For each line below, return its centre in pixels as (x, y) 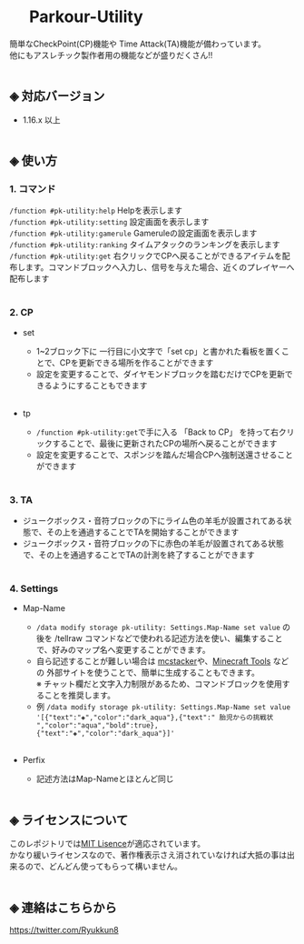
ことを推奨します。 (80, 696)
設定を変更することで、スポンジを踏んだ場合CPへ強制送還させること (164, 455)
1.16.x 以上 (41, 120)
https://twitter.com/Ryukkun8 (64, 929)
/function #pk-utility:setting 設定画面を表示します (109, 222)
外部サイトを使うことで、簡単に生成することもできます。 (153, 673)
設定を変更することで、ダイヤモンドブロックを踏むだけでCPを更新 (161, 374)
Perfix (34, 760)
